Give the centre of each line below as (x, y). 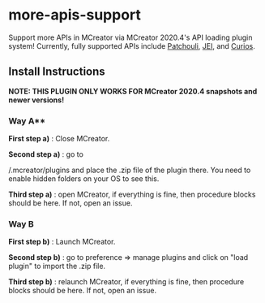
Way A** (27, 121)
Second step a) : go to (46, 154)
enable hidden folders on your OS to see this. (84, 179)
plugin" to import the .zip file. (57, 266)
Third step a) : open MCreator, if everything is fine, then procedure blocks (132, 195)
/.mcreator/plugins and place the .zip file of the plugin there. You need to (130, 170)
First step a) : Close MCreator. (59, 139)
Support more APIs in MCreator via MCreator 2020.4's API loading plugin (130, 37)
